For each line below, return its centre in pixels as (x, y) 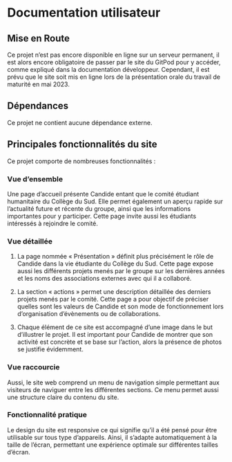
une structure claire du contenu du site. (63, 397)
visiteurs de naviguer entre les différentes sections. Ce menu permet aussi (113, 389)
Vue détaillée (30, 241)
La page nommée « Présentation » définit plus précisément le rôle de (115, 257)
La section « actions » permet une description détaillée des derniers (114, 292)
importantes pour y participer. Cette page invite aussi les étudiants (102, 216)
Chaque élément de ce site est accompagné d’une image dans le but (115, 327)
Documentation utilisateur (84, 13)
